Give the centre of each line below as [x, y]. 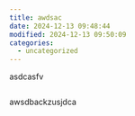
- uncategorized [48, 51]
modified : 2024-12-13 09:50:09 [68, 34]
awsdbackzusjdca [43, 102]
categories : [31, 43]
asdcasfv [27, 76]
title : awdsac [36, 18]
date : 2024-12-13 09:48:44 [60, 26]
